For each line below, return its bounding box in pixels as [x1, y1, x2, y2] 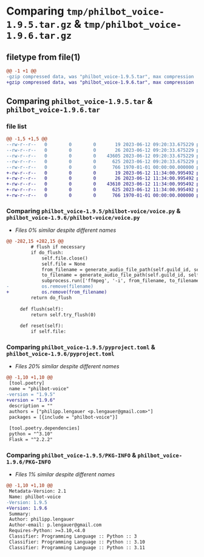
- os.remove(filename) [6, 283, 94, 289]
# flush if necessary [30, 244, 86, 250]
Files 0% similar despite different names [15, 226, 117, 234]
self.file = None [41, 261, 86, 267]
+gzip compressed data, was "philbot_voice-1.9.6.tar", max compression [6, 79, 194, 86]
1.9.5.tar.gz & [6, 17, 82, 31]
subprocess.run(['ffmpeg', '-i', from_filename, [41, 278, 167, 284]
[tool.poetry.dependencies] [8, 425, 80, 431]
